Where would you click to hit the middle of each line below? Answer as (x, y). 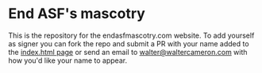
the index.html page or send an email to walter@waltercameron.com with (128, 52)
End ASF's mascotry (77, 14)
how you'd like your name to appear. (68, 60)
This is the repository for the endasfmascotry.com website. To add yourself (131, 35)
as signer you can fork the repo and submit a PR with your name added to (129, 43)
